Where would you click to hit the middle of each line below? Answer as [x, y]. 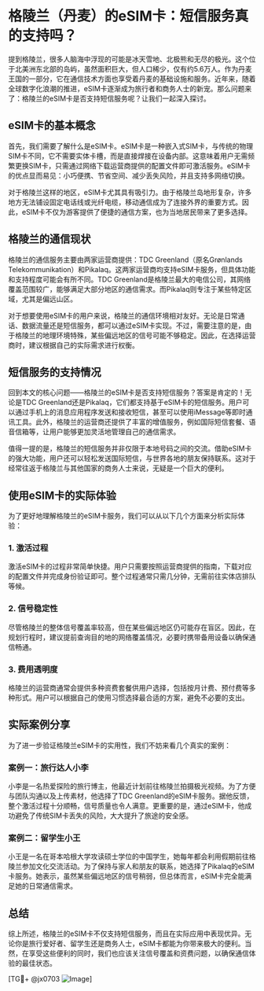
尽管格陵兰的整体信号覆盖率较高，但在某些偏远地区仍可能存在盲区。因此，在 [132, 627]
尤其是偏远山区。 [49, 299]
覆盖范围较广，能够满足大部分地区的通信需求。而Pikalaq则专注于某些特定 [126, 289]
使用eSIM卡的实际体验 [62, 495]
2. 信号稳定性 [33, 609]
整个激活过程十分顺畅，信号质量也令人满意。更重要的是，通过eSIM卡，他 [126, 806]
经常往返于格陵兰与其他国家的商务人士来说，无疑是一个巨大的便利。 [118, 468]
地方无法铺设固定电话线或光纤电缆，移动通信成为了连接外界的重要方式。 [125, 202]
